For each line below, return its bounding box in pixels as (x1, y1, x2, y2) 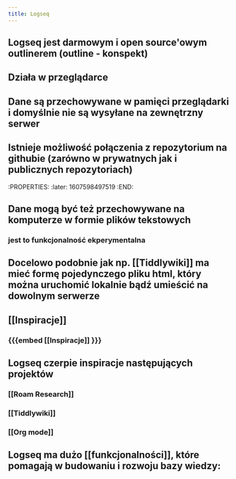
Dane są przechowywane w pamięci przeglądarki (8, 95, 229, 107)
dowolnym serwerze (8, 290, 100, 302)
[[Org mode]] (8, 427, 54, 437)
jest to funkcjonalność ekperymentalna (8, 235, 146, 244)
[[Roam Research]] (8, 389, 74, 399)
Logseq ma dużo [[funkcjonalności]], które (8, 449, 200, 461)
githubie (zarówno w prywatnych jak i (8, 153, 177, 165)
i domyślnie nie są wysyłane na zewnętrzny (8, 107, 203, 119)
